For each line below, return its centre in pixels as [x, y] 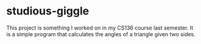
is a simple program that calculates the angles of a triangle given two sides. [101, 34]
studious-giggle [48, 11]
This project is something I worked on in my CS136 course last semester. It [100, 28]
